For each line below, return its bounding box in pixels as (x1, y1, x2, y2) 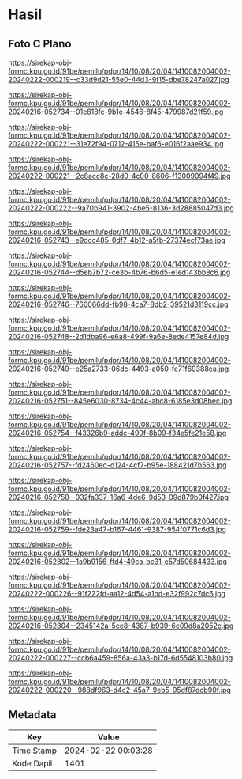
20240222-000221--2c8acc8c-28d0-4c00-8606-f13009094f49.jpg (8, 172, 231, 180)
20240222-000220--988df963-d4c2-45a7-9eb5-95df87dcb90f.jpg (8, 686, 231, 694)
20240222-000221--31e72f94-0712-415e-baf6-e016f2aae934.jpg (8, 139, 224, 148)
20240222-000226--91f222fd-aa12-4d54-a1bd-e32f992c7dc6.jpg (8, 589, 226, 598)
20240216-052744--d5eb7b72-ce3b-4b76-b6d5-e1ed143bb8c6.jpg (8, 267, 231, 277)
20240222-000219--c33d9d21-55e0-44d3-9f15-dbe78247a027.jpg (8, 75, 230, 84)
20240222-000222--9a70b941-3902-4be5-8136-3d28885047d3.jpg (8, 203, 234, 213)
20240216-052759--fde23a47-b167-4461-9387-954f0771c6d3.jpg (8, 524, 227, 534)
